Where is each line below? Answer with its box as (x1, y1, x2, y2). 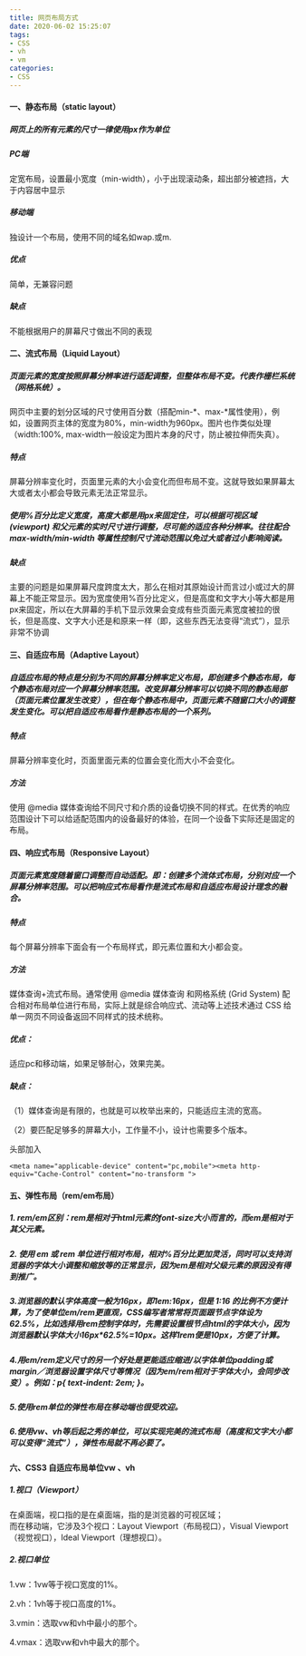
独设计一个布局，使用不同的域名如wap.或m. (9, 231, 172, 242)
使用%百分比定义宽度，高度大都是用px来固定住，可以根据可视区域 (9, 510, 257, 521)
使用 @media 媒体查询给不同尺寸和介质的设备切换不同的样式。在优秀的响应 (9, 802, 291, 813)
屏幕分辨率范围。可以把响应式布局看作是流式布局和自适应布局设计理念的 (9, 881, 279, 891)
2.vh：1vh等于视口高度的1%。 (9, 1598, 121, 1609)
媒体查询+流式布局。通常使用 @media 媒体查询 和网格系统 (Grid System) (9, 989, 281, 999)
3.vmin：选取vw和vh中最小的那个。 (9, 1617, 142, 1628)
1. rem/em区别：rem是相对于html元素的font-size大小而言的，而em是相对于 (9, 1213, 293, 1223)
